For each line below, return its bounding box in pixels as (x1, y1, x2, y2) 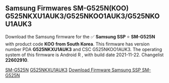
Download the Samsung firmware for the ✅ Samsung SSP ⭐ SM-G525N (5, 33, 155, 39)
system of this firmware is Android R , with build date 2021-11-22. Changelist (5, 52, 164, 58)
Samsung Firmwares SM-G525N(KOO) (5, 4, 129, 13)
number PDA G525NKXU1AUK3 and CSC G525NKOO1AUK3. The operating (5, 46, 162, 52)
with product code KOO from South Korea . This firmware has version (5, 40, 150, 47)
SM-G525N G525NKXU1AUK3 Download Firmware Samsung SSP (5, 67, 141, 73)
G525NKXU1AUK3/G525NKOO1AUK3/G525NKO (5, 12, 160, 21)
